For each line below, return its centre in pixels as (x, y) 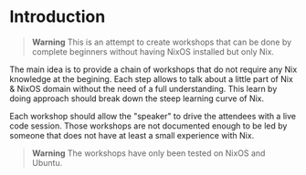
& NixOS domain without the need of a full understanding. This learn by (143, 88)
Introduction (58, 17)
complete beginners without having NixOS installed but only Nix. (153, 51)
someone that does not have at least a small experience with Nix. (132, 135)
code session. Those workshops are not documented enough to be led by (148, 126)
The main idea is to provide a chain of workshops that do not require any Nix (153, 69)
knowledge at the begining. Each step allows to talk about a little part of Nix (152, 78)
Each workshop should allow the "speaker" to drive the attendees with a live (153, 116)
